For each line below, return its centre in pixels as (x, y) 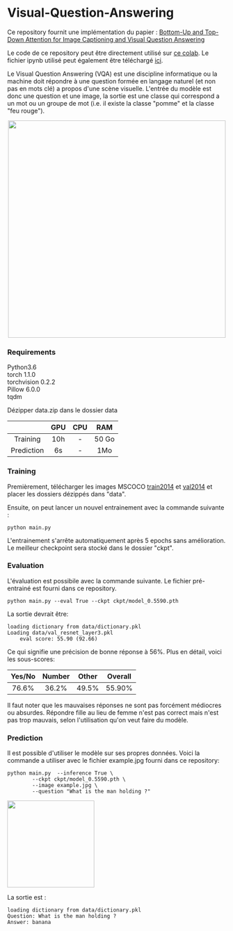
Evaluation (25, 566)
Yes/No (23, 676)
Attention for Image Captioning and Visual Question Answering (115, 39)
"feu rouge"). (26, 111)
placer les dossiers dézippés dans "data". (67, 494)
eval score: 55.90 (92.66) (59, 639)
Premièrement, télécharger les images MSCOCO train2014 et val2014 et (110, 486)
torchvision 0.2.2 (31, 382)
